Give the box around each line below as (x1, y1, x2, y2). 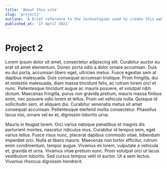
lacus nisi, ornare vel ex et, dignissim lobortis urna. (5, 112, 109, 118)
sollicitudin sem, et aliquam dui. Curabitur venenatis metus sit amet (5, 101, 143, 107)
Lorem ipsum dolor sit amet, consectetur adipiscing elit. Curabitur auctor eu (5, 59, 160, 65)
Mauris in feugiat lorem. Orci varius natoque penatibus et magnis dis (5, 121, 145, 127)
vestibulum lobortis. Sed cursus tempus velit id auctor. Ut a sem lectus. (5, 153, 151, 159)
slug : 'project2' (5, 12, 41, 17)
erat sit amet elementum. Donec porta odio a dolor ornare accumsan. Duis (5, 64, 157, 70)
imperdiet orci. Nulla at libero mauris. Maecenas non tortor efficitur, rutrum (5, 137, 158, 143)
